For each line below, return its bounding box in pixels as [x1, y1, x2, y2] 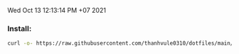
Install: [7, 23, 32, 33]
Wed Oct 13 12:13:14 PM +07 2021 [7, 6, 107, 14]
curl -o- [7, 40, 33, 47]
